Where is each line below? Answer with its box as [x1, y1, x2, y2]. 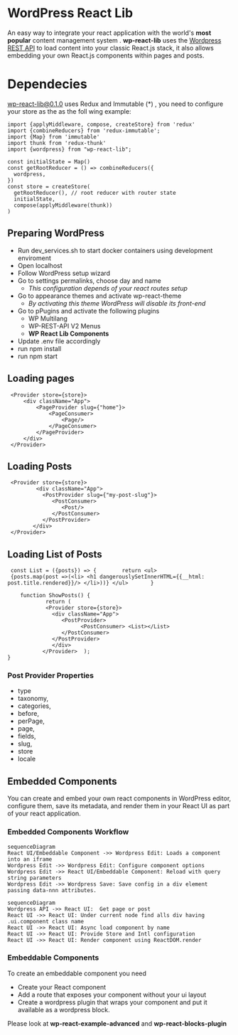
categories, [17, 702, 51, 710]
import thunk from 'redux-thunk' [7, 139, 107, 146]
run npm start [17, 352, 58, 360]
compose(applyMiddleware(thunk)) [13, 201, 113, 209]
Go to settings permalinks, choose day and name [17, 276, 161, 285]
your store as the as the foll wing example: [7, 107, 131, 115]
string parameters [7, 874, 62, 881]
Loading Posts [7, 460, 72, 472]
